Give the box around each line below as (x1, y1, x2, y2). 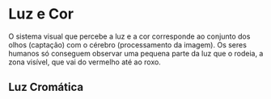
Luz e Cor (8, 5, 74, 23)
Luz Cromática (8, 80, 83, 94)
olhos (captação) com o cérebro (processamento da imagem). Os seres (8, 39, 247, 49)
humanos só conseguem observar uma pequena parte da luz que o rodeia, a (8, 48, 264, 58)
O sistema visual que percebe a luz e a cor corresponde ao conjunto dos (8, 31, 251, 41)
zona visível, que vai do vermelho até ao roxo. (8, 57, 162, 67)
